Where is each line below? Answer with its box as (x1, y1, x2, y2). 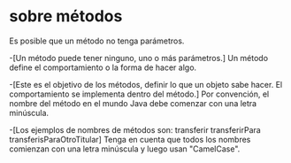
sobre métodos (9, 6, 123, 27)
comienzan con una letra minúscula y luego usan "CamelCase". (9, 144, 241, 154)
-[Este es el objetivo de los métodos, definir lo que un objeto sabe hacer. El (9, 79, 283, 89)
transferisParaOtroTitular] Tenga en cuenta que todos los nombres (9, 134, 251, 144)
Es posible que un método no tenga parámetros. (9, 35, 185, 46)
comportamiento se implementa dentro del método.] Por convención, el (9, 89, 270, 99)
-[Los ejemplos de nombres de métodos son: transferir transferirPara (9, 124, 261, 135)
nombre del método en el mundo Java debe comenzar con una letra (9, 97, 257, 108)
